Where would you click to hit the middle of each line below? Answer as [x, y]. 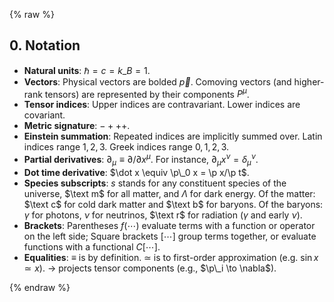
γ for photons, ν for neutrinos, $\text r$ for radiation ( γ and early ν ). [163, 215]
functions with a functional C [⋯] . [92, 246]
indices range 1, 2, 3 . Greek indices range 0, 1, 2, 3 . [126, 147]
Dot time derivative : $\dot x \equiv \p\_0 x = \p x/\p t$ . [136, 172]
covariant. [44, 115]
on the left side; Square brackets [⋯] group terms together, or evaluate [170, 236]
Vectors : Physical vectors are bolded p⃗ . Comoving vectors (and [157, 81]
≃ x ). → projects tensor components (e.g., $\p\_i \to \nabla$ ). [150, 268]
